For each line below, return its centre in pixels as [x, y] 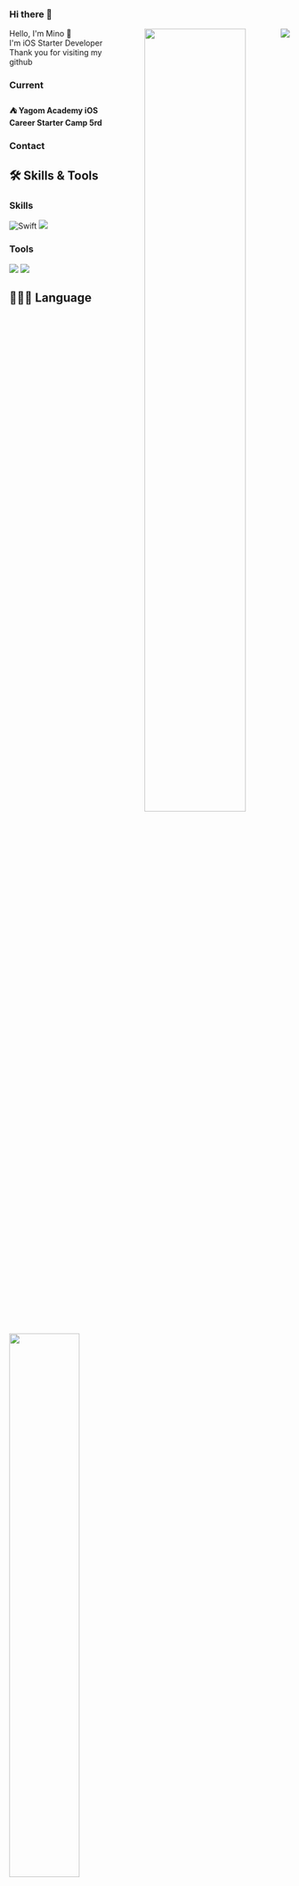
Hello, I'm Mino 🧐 [40, 34]
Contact [27, 145]
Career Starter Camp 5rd [56, 122]
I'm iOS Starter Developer [56, 43]
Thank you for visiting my [56, 53]
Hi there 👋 [31, 14]
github [21, 62]
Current [27, 86]
